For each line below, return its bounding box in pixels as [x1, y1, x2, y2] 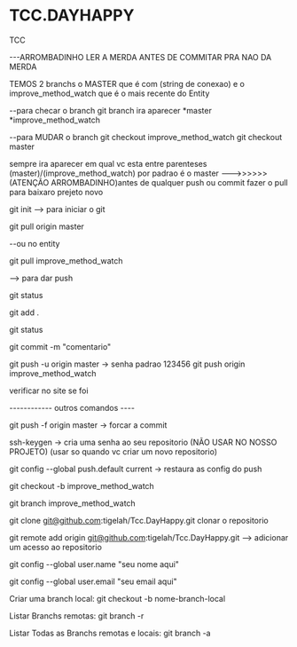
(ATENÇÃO [9, 177, 50, 187]
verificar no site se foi [9, 385, 89, 396]
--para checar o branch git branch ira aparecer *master [9, 105, 213, 115]
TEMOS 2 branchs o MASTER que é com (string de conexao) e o [9, 78, 246, 89]
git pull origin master [9, 221, 84, 232]
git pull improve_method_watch [9, 255, 123, 266]
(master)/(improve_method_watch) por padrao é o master [9, 168, 220, 178]
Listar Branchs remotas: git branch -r [9, 610, 145, 621]
